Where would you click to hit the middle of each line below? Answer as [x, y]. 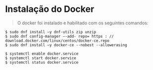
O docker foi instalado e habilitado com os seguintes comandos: [83, 23]
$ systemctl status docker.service [42, 62]
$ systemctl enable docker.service [42, 54]
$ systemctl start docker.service [41, 58]
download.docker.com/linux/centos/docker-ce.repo [57, 41]
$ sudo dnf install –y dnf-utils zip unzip [51, 32]
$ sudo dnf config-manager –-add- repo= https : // [59, 36]
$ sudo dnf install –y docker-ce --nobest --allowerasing [66, 45]
